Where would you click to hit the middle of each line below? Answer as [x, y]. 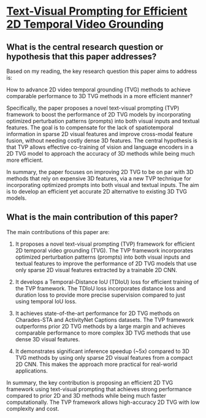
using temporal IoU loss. [46, 301]
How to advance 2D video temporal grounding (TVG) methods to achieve [99, 89]
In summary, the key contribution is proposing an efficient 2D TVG [90, 382]
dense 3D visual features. [48, 339]
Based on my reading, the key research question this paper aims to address [102, 71]
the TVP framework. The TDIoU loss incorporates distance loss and [101, 288]
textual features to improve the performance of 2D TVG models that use [106, 263]
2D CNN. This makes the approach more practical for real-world [96, 364]
